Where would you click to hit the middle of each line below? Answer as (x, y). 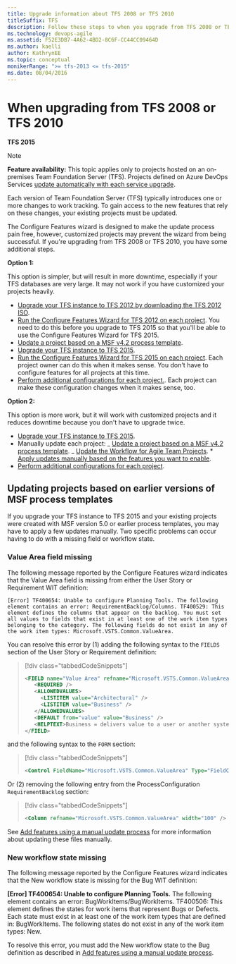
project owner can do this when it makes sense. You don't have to (113, 365)
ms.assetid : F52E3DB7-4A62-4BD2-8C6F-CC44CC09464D (83, 40)
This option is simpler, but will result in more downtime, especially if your (112, 276)
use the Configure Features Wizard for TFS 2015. (88, 335)
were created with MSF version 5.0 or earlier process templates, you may (113, 524)
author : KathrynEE (34, 54)
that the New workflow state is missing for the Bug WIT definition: (103, 880)
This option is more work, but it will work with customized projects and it (112, 415)
